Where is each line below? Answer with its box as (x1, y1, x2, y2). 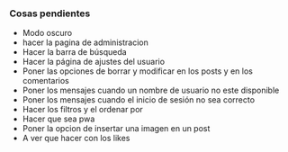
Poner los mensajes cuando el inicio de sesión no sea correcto (22, 94, 255, 105)
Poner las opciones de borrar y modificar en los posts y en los (22, 66, 254, 76)
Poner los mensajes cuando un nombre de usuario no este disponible (22, 85, 280, 96)
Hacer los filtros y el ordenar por (22, 104, 144, 115)
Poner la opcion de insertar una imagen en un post (22, 123, 211, 134)
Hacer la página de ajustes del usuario (22, 57, 165, 67)
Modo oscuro (22, 28, 73, 39)
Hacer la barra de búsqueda (22, 47, 128, 58)
